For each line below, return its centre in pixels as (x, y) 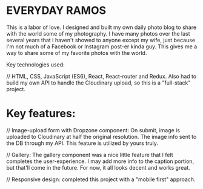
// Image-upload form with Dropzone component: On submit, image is (93, 130)
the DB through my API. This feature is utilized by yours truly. (82, 143)
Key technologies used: (35, 65)
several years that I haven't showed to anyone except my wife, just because (101, 40)
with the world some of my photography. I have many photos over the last (98, 33)
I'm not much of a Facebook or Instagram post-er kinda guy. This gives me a (102, 46)
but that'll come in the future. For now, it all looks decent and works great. (98, 167)
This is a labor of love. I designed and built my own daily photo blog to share (101, 27)
